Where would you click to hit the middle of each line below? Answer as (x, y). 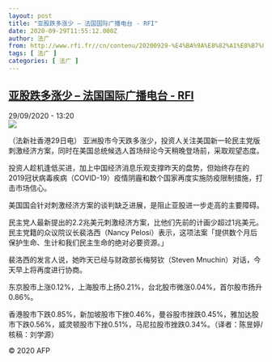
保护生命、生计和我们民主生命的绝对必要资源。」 (88, 242)
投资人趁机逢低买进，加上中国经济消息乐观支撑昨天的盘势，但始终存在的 (129, 167)
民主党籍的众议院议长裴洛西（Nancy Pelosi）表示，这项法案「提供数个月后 (133, 232)
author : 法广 (29, 38)
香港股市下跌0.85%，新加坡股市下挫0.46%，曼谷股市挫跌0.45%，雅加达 (130, 314)
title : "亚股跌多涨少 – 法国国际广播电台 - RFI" (83, 23)
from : (17, 46)
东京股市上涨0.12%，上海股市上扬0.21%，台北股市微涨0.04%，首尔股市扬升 (136, 287)
